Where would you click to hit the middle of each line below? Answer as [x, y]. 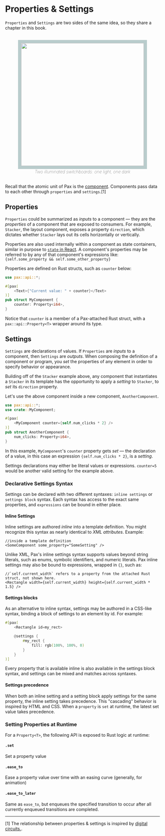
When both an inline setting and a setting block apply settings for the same [81, 696]
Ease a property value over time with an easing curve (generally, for [74, 778]
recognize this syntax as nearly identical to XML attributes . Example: [74, 532]
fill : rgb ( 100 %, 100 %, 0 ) [58, 645]
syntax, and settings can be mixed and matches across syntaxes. [71, 674]
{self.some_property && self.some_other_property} [58, 259]
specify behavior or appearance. [38, 367]
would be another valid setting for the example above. [60, 471]
